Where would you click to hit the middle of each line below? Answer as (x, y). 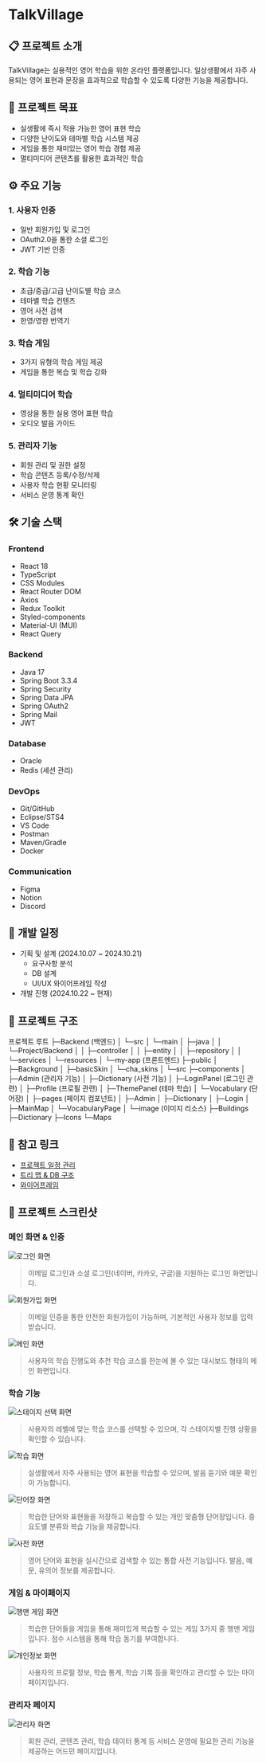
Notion (31, 897)
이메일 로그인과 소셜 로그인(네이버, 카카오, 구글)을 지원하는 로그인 (129, 1273)
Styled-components (53, 617)
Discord (33, 906)
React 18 (34, 566)
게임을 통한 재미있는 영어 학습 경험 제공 (80, 148)
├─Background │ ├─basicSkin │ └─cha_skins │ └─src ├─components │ (127, 1069)
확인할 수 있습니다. (57, 1439)
